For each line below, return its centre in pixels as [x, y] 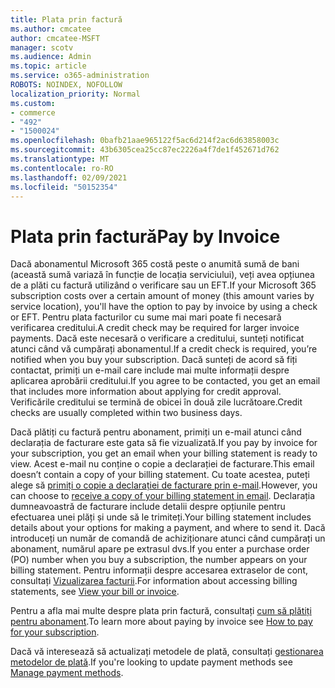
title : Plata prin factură [66, 19]
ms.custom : [33, 103]
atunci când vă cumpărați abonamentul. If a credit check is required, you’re [164, 349]
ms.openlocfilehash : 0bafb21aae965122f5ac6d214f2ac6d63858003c [145, 141]
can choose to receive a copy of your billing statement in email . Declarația [163, 496]
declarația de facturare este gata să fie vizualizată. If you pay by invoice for [164, 443]
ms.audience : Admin [51, 57]
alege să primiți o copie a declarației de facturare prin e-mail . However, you [164, 485]
